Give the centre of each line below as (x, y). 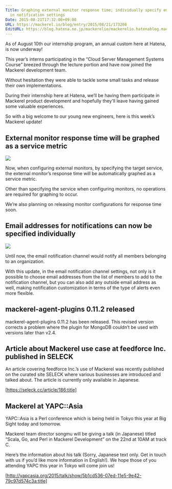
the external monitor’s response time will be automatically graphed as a (80, 173)
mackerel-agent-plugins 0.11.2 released (70, 309)
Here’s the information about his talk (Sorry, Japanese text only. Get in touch (86, 455)
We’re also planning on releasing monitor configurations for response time (83, 204)
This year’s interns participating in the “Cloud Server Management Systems (85, 59)
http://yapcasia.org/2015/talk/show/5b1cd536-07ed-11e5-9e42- (74, 476)
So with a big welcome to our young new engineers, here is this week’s (80, 117)
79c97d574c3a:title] (26, 481)
